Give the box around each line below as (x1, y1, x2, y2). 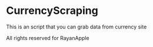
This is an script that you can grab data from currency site (6, 23, 147, 30)
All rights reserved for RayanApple (6, 34, 89, 41)
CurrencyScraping (6, 4, 98, 17)
